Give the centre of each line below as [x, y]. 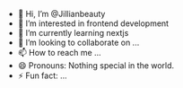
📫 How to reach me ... [59, 53]
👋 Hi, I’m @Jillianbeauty [61, 14]
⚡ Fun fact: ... [42, 75]
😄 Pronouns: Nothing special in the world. [96, 66]
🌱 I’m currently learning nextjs [73, 33]
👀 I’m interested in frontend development [93, 23]
